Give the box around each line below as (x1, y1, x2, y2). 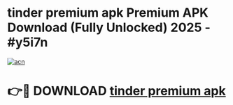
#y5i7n (7, 35, 48, 50)
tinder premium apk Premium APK (7, 5, 209, 21)
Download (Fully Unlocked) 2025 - (7, 19, 211, 35)
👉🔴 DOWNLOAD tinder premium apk (7, 83, 226, 99)
